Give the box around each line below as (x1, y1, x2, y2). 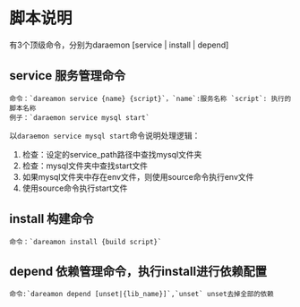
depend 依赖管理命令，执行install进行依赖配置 (9, 263, 267, 278)
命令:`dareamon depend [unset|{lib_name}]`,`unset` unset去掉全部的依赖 (9, 290, 275, 299)
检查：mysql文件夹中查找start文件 (21, 160, 149, 171)
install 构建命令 (9, 211, 94, 226)
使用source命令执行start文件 (21, 183, 128, 193)
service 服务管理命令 (9, 68, 126, 83)
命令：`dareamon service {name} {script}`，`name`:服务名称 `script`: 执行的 (9, 94, 292, 103)
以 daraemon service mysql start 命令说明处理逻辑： (9, 130, 201, 141)
